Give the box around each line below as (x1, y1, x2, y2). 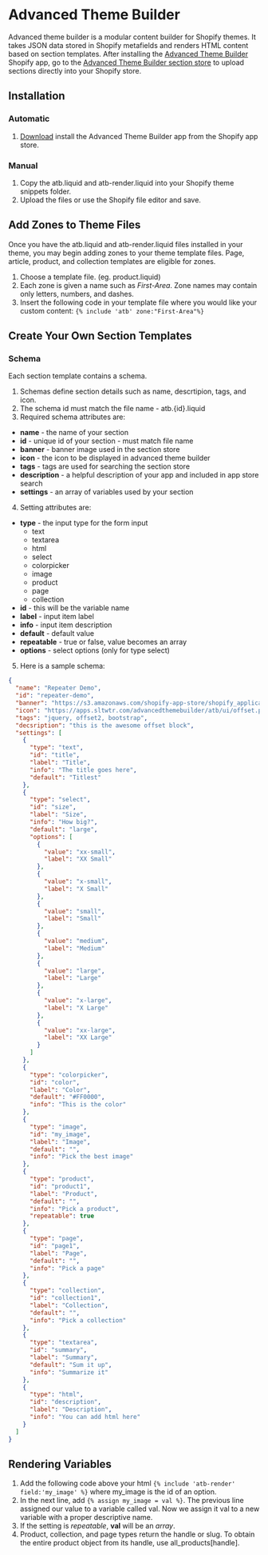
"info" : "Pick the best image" (29, 1153, 134, 1161)
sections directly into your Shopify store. (8, 66, 142, 75)
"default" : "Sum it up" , (29, 1361, 112, 1369)
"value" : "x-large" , (43, 997, 112, 1005)
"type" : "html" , (29, 1390, 84, 1399)
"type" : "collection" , (29, 1286, 105, 1295)
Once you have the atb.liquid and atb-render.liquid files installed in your (8, 239, 243, 249)
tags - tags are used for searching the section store (19, 462, 190, 471)
